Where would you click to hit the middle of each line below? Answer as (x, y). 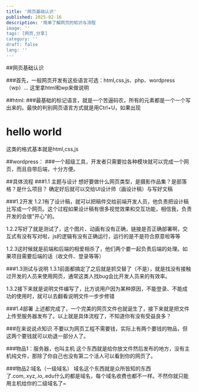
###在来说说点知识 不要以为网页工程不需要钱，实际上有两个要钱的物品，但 (97, 328)
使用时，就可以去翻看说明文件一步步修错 (65, 296)
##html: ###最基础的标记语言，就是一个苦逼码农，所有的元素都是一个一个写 (98, 100)
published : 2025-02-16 (34, 17)
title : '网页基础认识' (31, 12)
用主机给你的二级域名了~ (36, 383)
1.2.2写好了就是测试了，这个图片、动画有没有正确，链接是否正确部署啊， (94, 229)
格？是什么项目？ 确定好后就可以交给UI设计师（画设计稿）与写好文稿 (90, 189)
